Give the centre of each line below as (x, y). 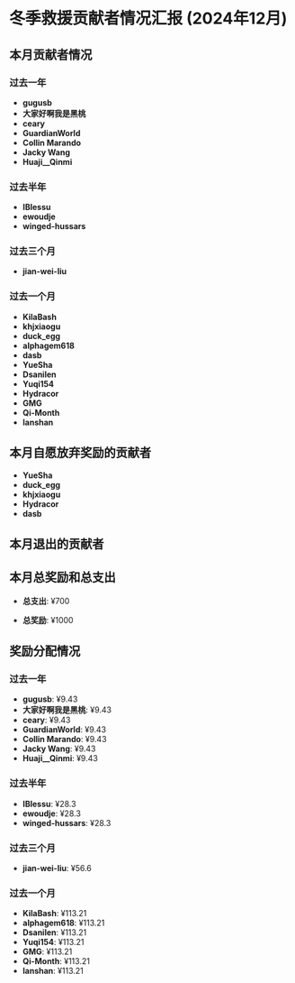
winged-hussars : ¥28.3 (67, 822)
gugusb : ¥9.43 (50, 699)
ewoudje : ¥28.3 (51, 813)
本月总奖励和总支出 (63, 578)
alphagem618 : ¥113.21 (63, 923)
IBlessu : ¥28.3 (49, 804)
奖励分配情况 (45, 652)
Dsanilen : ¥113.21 (54, 932)
